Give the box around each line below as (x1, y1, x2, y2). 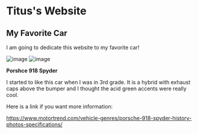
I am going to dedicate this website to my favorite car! (6, 44, 140, 51)
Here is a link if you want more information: (6, 103, 113, 110)
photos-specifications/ (6, 121, 63, 128)
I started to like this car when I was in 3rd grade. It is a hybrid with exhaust (6, 79, 191, 86)
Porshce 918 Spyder (6, 67, 58, 74)
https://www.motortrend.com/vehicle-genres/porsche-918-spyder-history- (6, 115, 192, 121)
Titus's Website (6, 4, 87, 18)
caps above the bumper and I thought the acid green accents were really (6, 85, 187, 92)
